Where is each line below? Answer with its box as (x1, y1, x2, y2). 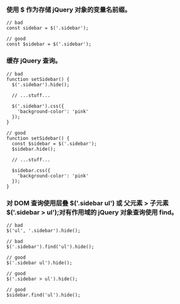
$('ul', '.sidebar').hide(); (6, 227, 81, 234)
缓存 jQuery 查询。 (6, 56, 62, 65)
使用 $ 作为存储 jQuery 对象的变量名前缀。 (6, 5, 132, 13)
